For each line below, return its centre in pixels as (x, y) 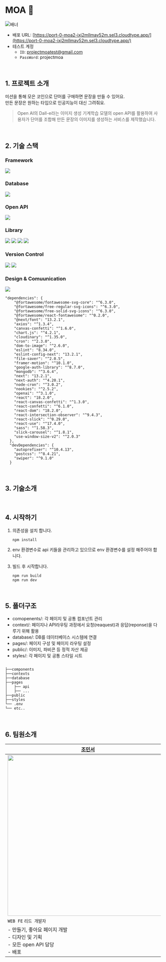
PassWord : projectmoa (41, 57)
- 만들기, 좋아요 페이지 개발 (38, 930)
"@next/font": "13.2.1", (40, 320)
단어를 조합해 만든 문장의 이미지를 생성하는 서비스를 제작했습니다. (93, 119)
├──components (20, 670)
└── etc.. (15, 709)
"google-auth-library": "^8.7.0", (49, 367)
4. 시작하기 (21, 518)
